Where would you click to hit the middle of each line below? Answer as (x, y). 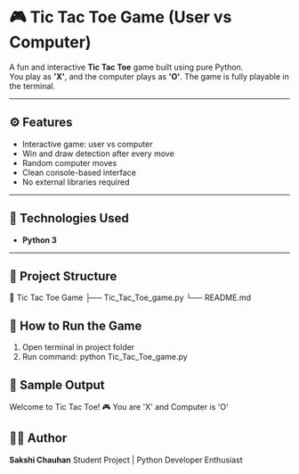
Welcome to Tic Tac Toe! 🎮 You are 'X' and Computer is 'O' (119, 407)
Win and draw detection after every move (98, 154)
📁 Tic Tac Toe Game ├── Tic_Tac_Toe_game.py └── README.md (130, 298)
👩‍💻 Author (38, 438)
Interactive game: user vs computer (87, 144)
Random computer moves (69, 162)
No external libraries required (76, 182)
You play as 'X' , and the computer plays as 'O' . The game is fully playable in (149, 76)
